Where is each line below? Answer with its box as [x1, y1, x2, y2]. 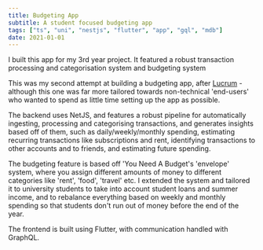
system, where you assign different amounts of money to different [8, 167, 222, 177]
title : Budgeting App [8, 11, 79, 20]
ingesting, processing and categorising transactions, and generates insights [8, 119, 254, 128]
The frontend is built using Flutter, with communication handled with [8, 225, 228, 234]
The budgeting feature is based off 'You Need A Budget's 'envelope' [8, 159, 230, 169]
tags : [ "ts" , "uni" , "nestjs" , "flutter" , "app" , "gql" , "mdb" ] [8, 26, 223, 34]
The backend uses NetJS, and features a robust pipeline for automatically [8, 111, 247, 120]
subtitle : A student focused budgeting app [8, 19, 153, 27]
